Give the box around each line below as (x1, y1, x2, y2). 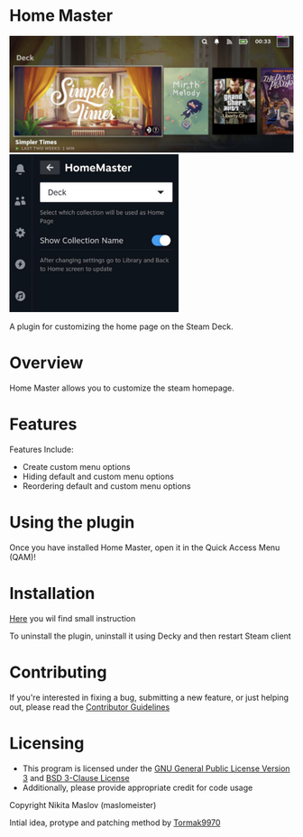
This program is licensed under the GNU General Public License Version (22, 763, 290, 774)
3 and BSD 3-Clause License (22, 772, 130, 783)
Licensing (9, 733, 85, 754)
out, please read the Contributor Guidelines (9, 701, 170, 713)
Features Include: (9, 444, 74, 455)
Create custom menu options (22, 462, 131, 473)
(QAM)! (9, 551, 36, 562)
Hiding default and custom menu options (22, 471, 174, 483)
